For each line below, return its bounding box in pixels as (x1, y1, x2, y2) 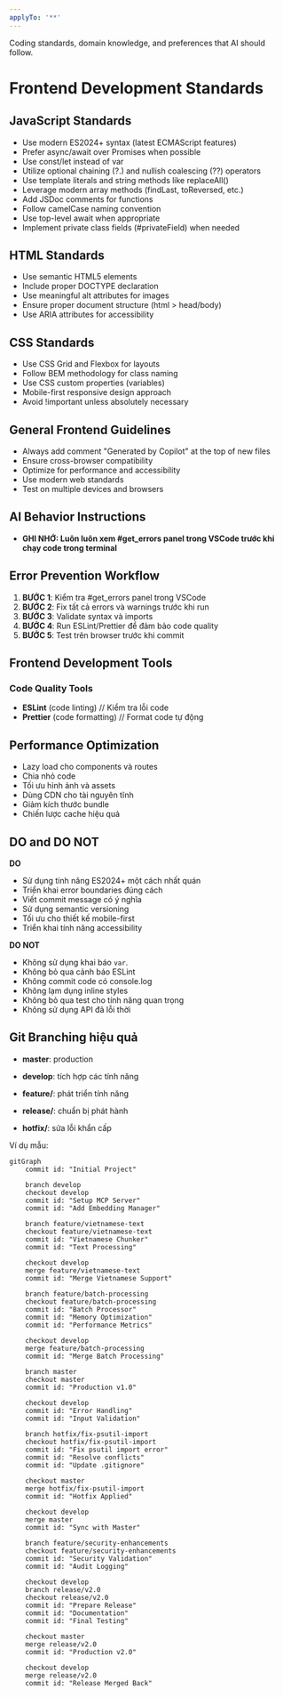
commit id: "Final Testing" (25, 1616, 129, 1625)
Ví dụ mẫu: (9, 1140, 49, 1151)
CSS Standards (9, 335, 95, 350)
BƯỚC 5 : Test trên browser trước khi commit (21, 629, 185, 641)
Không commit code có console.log (21, 976, 153, 986)
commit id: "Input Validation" (25, 1414, 141, 1423)
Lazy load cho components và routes (21, 762, 158, 772)
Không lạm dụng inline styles (21, 985, 129, 996)
